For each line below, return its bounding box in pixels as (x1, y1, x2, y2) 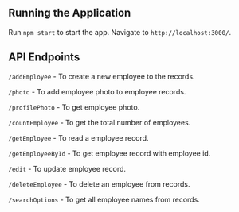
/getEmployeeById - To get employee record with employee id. (8, 148, 211, 158)
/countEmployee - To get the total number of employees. (8, 118, 191, 127)
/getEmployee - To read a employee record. (8, 133, 149, 142)
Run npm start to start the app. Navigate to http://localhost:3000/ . (8, 27, 232, 37)
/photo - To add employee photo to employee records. (8, 87, 186, 96)
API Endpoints (8, 51, 80, 64)
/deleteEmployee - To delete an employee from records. (8, 179, 190, 189)
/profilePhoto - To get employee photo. (8, 102, 140, 112)
